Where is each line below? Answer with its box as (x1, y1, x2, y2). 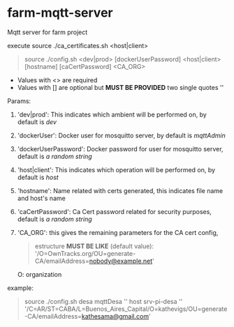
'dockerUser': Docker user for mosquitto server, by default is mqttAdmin (17, 131, 226, 139)
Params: (7, 96, 31, 105)
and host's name (17, 194, 66, 202)
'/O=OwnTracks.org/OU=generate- (34, 249, 136, 257)
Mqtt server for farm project (7, 28, 88, 36)
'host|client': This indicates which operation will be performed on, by (17, 165, 215, 174)
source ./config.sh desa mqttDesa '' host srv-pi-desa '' (24, 297, 183, 305)
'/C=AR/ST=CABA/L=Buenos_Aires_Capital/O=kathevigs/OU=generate (24, 305, 228, 313)
